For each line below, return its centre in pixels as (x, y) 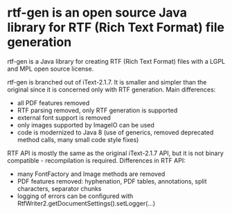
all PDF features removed (53, 102)
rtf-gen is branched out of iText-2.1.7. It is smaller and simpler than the (107, 82)
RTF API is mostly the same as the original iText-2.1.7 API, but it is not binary (115, 153)
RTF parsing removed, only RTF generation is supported (97, 110)
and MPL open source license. (51, 69)
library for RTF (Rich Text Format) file (116, 27)
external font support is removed (64, 117)
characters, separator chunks (59, 188)
